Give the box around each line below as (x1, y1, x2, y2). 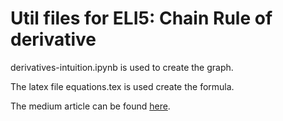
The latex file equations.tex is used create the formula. (10, 80, 235, 92)
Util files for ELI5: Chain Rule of (10, 7, 273, 30)
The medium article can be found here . (10, 100, 171, 112)
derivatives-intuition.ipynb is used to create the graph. (10, 61, 234, 73)
